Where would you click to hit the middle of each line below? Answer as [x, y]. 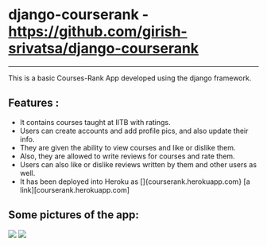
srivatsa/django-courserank [104, 49]
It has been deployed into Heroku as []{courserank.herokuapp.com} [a [135, 182]
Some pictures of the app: [74, 215]
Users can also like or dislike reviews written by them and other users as [138, 164]
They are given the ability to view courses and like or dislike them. [128, 147]
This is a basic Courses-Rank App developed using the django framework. [130, 78]
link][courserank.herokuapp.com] [74, 189]
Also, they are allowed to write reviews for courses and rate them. [128, 156]
